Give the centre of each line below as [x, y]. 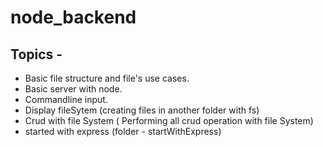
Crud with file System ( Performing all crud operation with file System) [169, 120]
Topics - [36, 54]
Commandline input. [66, 99]
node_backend [73, 17]
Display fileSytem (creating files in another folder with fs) [142, 110]
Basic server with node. [73, 89]
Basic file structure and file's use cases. [107, 78]
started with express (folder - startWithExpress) [123, 131]
